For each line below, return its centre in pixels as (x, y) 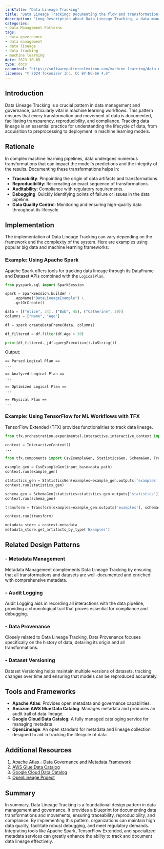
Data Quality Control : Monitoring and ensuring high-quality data (77, 205)
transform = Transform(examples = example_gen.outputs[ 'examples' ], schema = (83, 507)
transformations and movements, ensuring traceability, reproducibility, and (80, 815)
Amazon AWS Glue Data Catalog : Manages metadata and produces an (84, 709)
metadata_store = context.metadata (41, 525)
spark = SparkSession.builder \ (38, 294)
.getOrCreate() (29, 303)
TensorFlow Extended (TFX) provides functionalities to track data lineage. (79, 427)
